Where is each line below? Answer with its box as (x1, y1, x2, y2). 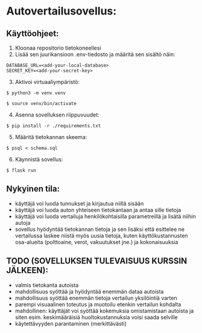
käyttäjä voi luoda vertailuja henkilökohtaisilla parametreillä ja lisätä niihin (14, 213, 196, 220)
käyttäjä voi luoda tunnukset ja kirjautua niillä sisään (14, 199, 144, 207)
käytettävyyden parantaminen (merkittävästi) (14, 320, 127, 327)
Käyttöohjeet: (6, 28, 59, 39)
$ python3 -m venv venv (6, 90, 66, 96)
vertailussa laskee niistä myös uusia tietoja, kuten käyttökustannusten (14, 231, 188, 239)
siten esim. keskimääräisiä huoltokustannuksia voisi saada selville (14, 313, 178, 321)
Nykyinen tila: (6, 184, 60, 194)
